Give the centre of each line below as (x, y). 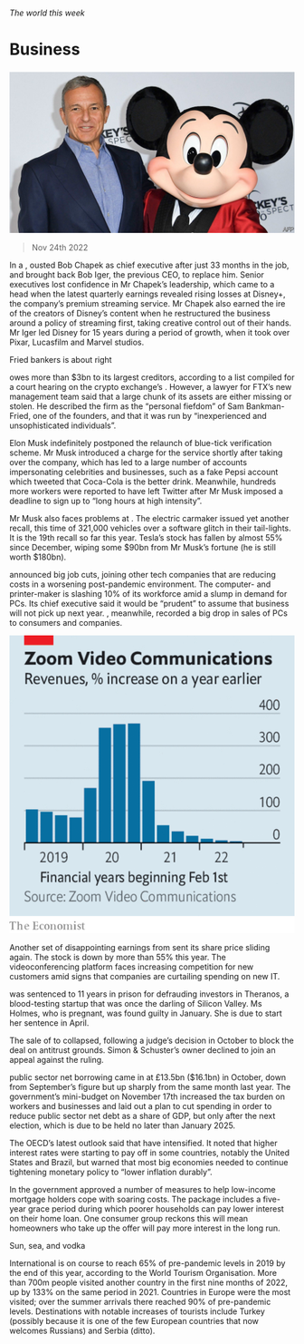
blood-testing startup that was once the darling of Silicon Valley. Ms (136, 1004)
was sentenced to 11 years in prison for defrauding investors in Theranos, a (149, 994)
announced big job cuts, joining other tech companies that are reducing (142, 574)
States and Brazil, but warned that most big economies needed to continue (149, 1163)
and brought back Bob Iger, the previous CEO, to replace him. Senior (137, 274)
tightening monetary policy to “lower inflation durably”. (111, 1172)
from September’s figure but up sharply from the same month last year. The (150, 1087)
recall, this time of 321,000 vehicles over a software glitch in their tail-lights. (150, 528)
